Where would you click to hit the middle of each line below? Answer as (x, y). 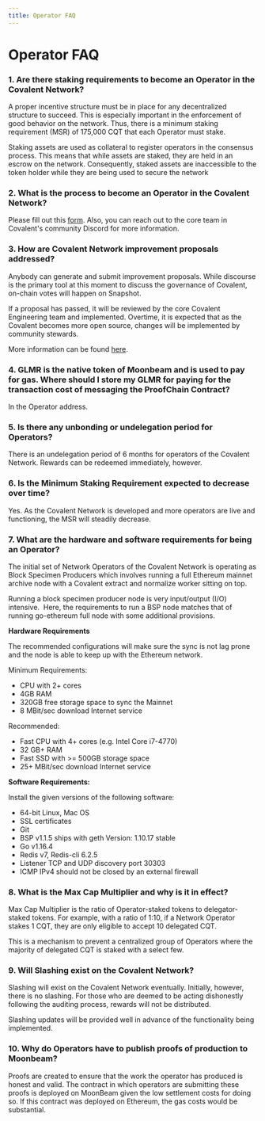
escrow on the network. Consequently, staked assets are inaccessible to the (132, 164)
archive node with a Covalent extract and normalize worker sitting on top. (128, 583)
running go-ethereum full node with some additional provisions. (112, 616)
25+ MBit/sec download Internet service (85, 766)
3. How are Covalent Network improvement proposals (114, 249)
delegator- (221, 909)
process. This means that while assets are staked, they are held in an (121, 156)
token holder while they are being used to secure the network (108, 173)
